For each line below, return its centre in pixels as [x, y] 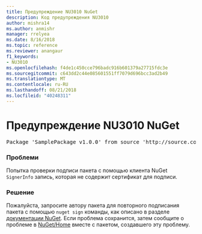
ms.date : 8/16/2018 [31, 40]
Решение [20, 192]
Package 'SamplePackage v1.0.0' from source [73, 142]
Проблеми [23, 157]
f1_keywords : [23, 57]
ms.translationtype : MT [36, 79]
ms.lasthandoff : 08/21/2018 [41, 90]
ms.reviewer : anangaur [35, 51]
